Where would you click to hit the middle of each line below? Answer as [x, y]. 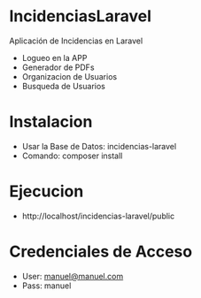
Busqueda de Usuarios [64, 86]
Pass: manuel [46, 286]
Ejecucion [46, 191]
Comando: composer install [72, 156]
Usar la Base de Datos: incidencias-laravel [99, 146]
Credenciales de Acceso [101, 252]
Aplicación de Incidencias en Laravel [76, 41]
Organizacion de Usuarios [70, 76]
